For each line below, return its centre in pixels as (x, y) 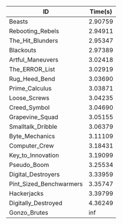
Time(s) (101, 11)
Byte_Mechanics (32, 136)
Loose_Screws (29, 98)
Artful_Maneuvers (34, 60)
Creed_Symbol (29, 107)
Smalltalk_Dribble (33, 127)
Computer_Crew (32, 146)
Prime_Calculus (30, 88)
